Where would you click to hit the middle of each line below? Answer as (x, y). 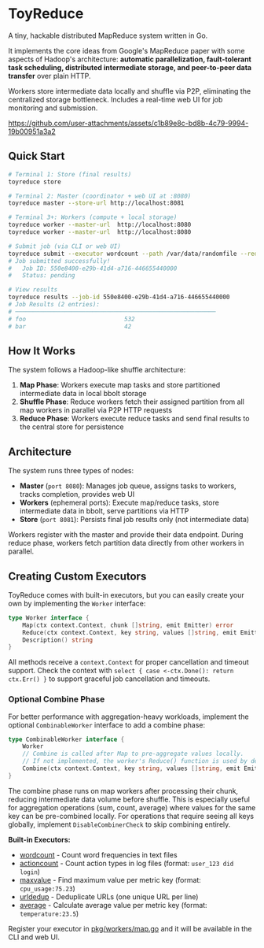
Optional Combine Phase (57, 699)
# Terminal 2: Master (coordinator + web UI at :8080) (100, 196)
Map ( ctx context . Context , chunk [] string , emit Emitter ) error (128, 625)
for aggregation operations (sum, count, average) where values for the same (132, 807)
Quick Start (37, 156)
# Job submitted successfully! (59, 261)
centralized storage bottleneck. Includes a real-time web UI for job (115, 99)
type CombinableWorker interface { (66, 739)
